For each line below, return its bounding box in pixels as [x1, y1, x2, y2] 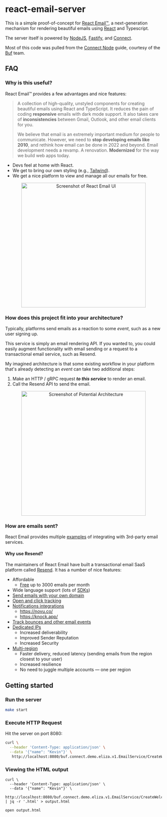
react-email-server [5, 3, 86, 15]
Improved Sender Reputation [19, 635, 79, 641]
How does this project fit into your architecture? [5, 314, 123, 321]
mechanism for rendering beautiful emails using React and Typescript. [5, 25, 149, 31]
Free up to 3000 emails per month [19, 582, 90, 588]
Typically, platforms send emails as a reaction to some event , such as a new [5, 325, 161, 331]
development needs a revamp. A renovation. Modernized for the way [17, 147, 160, 153]
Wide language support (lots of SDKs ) [12, 587, 90, 593]
